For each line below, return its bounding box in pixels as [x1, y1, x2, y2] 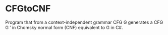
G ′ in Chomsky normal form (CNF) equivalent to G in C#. [5, 24, 124, 30]
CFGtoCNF [5, 3, 51, 14]
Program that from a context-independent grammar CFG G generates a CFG [5, 19, 163, 25]
